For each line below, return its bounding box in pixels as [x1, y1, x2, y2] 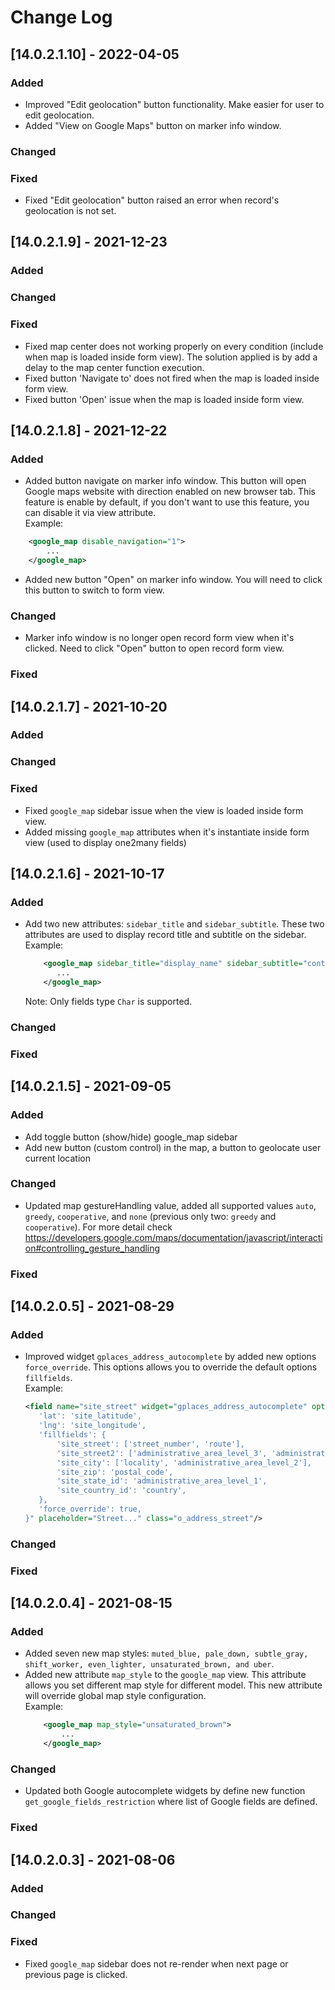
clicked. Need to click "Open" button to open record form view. [24, 642, 285, 655]
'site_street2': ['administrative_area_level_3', [56, 1448, 268, 1458]
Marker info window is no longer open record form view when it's [24, 632, 295, 644]
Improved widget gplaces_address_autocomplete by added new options [24, 1351, 317, 1363]
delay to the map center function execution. [24, 361, 205, 373]
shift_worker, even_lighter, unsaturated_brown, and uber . [24, 1658, 275, 1670]
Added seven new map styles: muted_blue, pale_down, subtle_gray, [24, 1647, 309, 1660]
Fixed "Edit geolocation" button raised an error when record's [24, 194, 280, 206]
